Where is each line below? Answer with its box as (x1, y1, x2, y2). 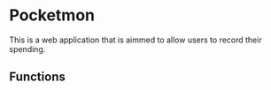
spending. (9, 43, 46, 54)
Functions (9, 70, 66, 85)
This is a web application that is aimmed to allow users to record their (9, 34, 263, 45)
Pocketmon (9, 5, 96, 26)
